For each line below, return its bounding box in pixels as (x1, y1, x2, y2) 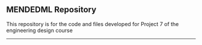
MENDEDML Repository (6, 5, 97, 15)
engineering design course (6, 27, 73, 34)
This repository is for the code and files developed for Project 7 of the (6, 20, 179, 27)
